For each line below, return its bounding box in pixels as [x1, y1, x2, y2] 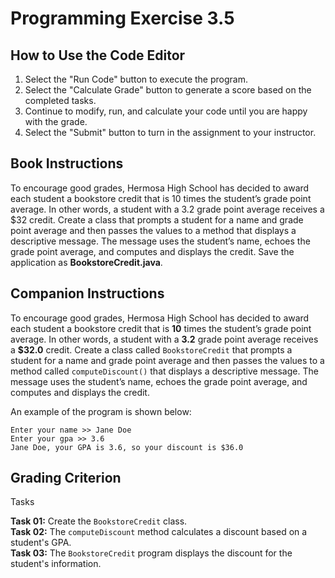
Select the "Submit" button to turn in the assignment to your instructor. [24, 127, 317, 138]
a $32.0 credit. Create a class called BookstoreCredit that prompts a [10, 343, 293, 356]
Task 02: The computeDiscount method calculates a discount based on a [10, 526, 308, 538]
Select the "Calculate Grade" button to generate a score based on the [24, 84, 312, 96]
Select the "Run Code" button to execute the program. [24, 73, 248, 85]
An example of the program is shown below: [10, 405, 192, 417]
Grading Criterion [10, 470, 122, 487]
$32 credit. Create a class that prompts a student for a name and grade [10, 213, 304, 226]
